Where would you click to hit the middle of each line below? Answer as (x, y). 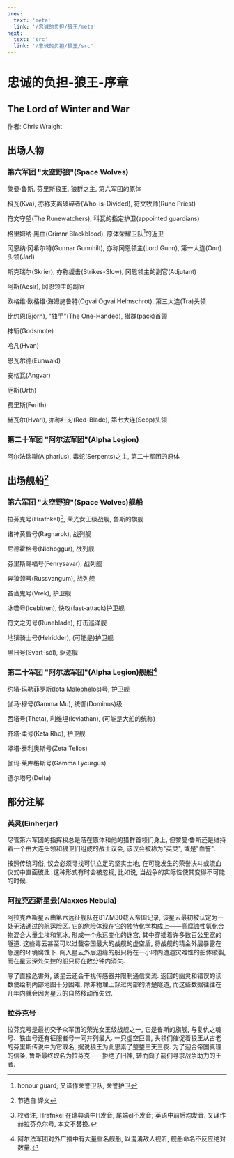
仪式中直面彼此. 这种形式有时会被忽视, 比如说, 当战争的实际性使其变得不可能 (116, 872)
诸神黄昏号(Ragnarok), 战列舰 (49, 533)
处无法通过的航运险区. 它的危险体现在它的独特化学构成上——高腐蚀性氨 (110, 926)
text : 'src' (31, 40)
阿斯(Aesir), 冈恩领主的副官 (46, 287)
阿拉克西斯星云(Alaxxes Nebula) (62, 901)
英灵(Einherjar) (33, 823)
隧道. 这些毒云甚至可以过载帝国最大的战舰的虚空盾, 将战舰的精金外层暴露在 (114, 943)
